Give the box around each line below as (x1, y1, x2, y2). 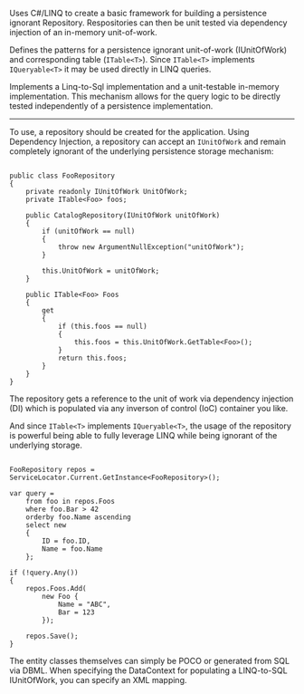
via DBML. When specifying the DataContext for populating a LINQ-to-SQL (9, 665, 288, 676)
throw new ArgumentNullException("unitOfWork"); (57, 243, 245, 252)
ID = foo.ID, (42, 536, 91, 545)
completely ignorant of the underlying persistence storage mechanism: (9, 146, 274, 157)
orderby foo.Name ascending (25, 513, 131, 522)
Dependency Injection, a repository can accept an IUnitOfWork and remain (9, 136, 287, 147)
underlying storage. (9, 439, 83, 450)
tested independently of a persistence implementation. (9, 101, 214, 111)
